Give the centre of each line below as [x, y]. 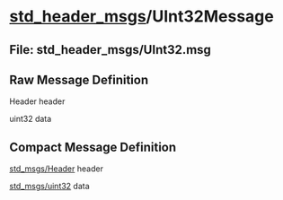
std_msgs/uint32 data [49, 187]
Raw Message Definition [79, 79]
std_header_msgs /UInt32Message [141, 17]
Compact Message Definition [93, 147]
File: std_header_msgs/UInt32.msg [110, 50]
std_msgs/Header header [56, 169]
